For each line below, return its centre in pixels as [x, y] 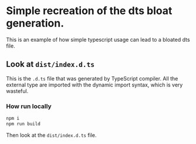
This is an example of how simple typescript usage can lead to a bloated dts [98, 39]
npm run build [23, 124]
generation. [35, 23]
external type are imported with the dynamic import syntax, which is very [94, 85]
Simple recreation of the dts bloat [89, 11]
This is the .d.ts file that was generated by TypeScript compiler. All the [92, 78]
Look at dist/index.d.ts [50, 64]
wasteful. [17, 91]
